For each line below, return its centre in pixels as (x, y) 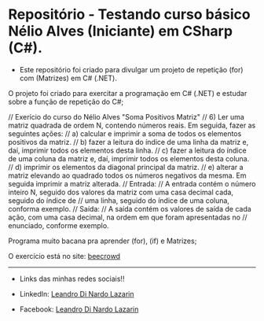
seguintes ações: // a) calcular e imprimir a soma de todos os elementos (125, 133)
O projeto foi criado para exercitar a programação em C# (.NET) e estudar (128, 93)
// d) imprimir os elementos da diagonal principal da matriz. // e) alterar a (126, 167)
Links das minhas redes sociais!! (72, 279)
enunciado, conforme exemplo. (59, 225)
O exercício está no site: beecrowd (64, 256)
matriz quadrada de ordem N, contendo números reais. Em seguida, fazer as (132, 125)
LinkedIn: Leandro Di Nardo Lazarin (77, 293)
